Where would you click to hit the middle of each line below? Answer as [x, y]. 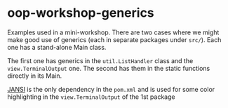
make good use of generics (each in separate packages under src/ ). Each [114, 39]
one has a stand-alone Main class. [57, 47]
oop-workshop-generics [81, 13]
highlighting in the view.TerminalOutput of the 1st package [91, 97]
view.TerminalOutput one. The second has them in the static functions [109, 68]
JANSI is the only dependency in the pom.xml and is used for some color [111, 89]
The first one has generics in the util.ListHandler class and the [100, 60]
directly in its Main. [34, 76]
